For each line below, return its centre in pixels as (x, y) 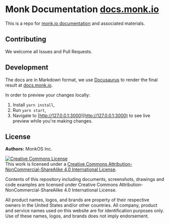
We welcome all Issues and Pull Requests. (49, 51)
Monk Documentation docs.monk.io (82, 9)
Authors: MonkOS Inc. (29, 149)
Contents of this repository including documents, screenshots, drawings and (85, 179)
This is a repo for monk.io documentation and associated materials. (75, 23)
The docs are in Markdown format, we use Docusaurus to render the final (81, 80)
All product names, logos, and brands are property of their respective (77, 200)
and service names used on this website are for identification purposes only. (85, 211)
